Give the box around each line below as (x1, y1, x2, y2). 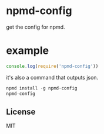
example (6, 44, 49, 57)
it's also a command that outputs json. (6, 74, 99, 81)
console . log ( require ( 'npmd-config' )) (6, 63, 99, 69)
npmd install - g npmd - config (6, 85, 78, 91)
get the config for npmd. (6, 23, 66, 30)
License (6, 106, 36, 116)
